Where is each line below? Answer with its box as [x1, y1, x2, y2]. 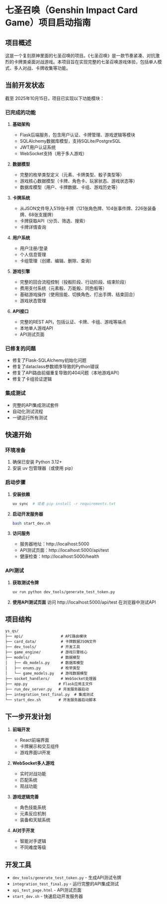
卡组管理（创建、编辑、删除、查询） [19, 258, 94, 264]
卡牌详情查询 [19, 224, 46, 230]
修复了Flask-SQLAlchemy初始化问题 [12, 357, 87, 363]
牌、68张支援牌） [19, 212, 56, 218]
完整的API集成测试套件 [12, 402, 59, 408]
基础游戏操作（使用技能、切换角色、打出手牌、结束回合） [19, 291, 138, 297]
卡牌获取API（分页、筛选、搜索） [19, 218, 88, 224]
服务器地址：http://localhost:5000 [19, 541, 89, 547]
